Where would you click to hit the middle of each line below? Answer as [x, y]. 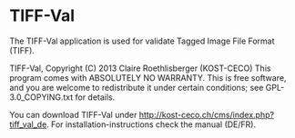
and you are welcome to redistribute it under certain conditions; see [137, 87]
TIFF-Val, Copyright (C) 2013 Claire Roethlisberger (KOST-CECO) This [140, 68]
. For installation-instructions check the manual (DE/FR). [152, 124]
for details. [95, 97]
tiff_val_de [28, 124]
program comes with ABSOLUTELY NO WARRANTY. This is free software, [148, 77]
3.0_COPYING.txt [41, 97]
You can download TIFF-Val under [73, 114]
